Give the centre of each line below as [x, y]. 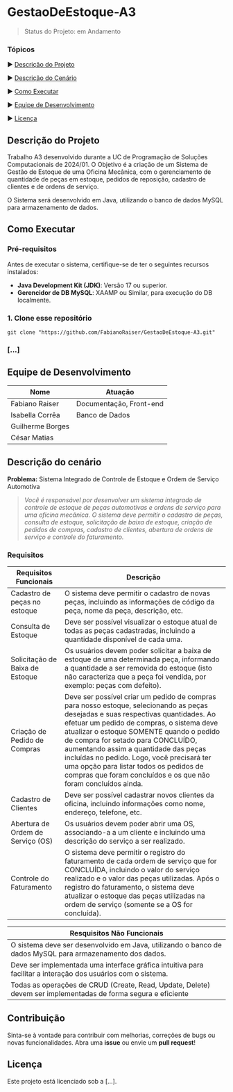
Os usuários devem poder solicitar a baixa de [138, 650]
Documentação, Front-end [120, 403]
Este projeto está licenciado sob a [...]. [62, 1081]
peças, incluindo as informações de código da [140, 602]
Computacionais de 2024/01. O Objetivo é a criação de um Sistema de [107, 165]
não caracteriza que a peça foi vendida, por [136, 677]
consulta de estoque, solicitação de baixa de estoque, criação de [118, 522]
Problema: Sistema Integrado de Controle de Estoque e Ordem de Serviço [113, 479]
